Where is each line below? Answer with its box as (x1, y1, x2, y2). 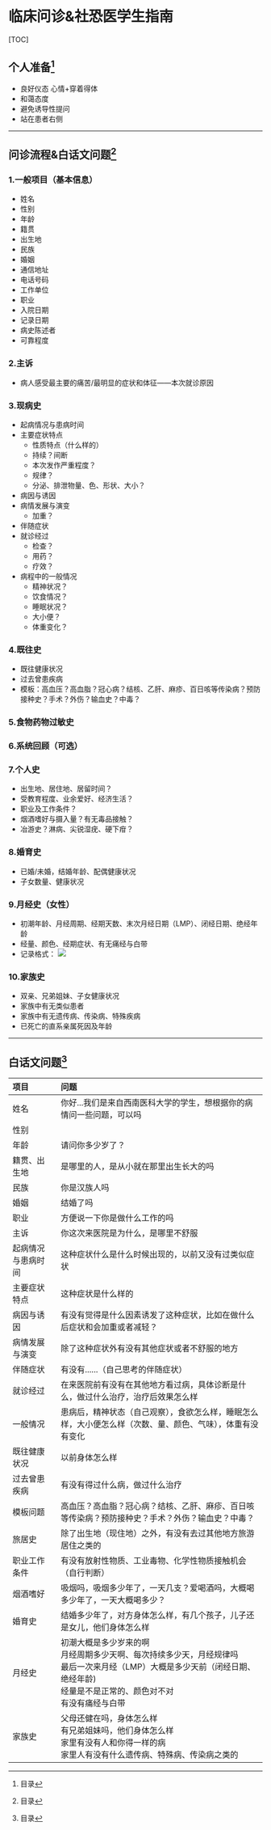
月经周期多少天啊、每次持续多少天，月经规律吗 (60, 1649, 239, 1660)
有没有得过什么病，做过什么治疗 (60, 1479, 182, 1490)
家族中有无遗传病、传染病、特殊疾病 (19, 1012, 141, 1021)
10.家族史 (8, 971, 46, 983)
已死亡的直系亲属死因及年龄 (19, 1021, 113, 1031)
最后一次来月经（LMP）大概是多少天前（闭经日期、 (60, 1661, 256, 1672)
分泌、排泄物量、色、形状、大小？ (31, 480, 146, 490)
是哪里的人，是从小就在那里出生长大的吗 (60, 1161, 215, 1173)
